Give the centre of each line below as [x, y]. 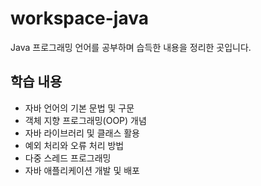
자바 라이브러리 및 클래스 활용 [82, 133]
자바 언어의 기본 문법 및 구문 [79, 108]
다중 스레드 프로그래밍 [68, 158]
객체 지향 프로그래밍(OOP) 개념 [85, 120]
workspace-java [79, 18]
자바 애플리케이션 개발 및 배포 [82, 170]
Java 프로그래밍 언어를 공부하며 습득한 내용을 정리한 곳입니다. [131, 47]
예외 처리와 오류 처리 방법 [74, 145]
